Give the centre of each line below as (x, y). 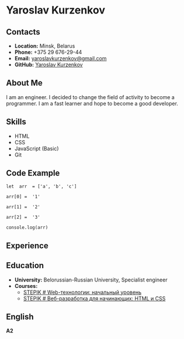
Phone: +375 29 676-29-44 (48, 52)
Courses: (26, 286)
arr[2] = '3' (23, 218)
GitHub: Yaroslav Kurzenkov (48, 65)
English (20, 317)
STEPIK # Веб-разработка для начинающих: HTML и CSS (94, 298)
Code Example (33, 173)
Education (25, 265)
